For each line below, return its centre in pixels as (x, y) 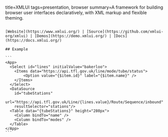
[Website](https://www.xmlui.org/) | (45, 32)
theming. (14, 18)
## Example (17, 49)
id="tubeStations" (34, 93)
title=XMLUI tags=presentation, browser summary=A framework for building (84, 7)
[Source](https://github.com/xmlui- (125, 32)
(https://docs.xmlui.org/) (34, 40)
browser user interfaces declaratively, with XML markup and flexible (76, 13)
